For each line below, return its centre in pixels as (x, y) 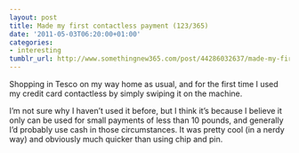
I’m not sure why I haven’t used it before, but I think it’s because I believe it (146, 111)
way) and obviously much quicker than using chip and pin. (116, 139)
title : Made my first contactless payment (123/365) (109, 26)
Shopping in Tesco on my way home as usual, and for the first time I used (144, 84)
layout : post (33, 17)
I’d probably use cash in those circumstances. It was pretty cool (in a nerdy (147, 129)
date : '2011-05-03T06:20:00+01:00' (75, 34)
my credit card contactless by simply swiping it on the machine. (126, 93)
